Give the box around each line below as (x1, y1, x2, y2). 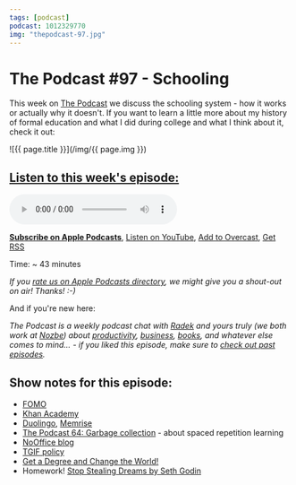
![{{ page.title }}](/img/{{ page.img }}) (9, 144, 148, 155)
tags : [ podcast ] (9, 13, 70, 22)
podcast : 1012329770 (9, 22, 87, 30)
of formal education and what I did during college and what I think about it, (9, 117, 284, 128)
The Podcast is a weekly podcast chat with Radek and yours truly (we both (9, 320, 287, 332)
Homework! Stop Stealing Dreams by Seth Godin (21, 465, 202, 476)
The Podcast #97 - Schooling (9, 68, 230, 89)
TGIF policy (21, 446, 65, 457)
